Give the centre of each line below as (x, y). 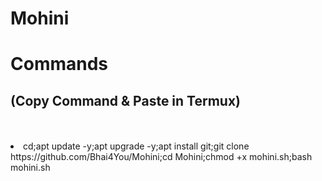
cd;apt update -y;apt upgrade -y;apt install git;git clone (136, 146)
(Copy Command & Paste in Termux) (126, 100)
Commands (59, 64)
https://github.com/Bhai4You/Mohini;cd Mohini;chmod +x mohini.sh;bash (161, 157)
